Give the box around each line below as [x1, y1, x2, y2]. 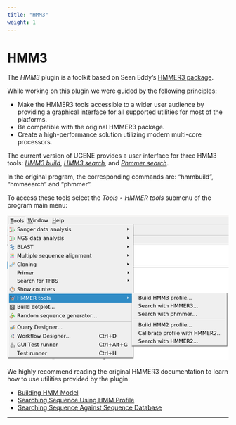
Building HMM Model [17, 388, 79, 397]
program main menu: [7, 201, 68, 210]
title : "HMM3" [7, 11, 49, 18]
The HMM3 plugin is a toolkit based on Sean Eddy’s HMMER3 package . [7, 73, 214, 82]
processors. [17, 138, 53, 146]
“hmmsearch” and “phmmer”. [7, 180, 93, 189]
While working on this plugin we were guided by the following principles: [7, 87, 218, 95]
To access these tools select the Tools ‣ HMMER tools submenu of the [7, 194, 212, 202]
